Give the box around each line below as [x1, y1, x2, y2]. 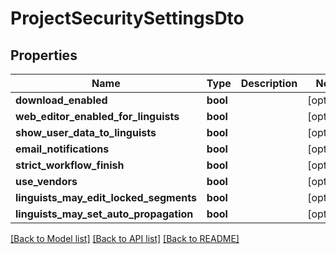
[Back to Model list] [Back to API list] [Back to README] [10, 233, 240, 244]
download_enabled [15, 93, 108, 107]
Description [240, 77, 298, 90]
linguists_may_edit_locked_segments [15, 191, 197, 204]
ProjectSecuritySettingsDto [10, 7, 245, 30]
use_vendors [15, 175, 78, 188]
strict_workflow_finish [15, 158, 125, 172]
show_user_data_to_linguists [15, 126, 157, 139]
